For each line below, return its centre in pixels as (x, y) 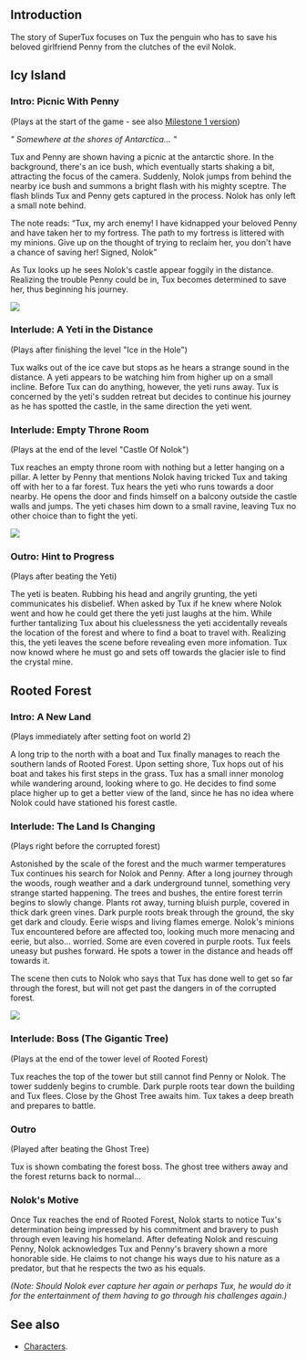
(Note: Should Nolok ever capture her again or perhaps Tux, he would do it (151, 1286)
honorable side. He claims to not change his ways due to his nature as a (145, 1259)
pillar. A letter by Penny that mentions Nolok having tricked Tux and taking (149, 477)
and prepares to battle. (53, 1105)
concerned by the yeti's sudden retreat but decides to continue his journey (151, 396)
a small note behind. (48, 205)
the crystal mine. (42, 662)
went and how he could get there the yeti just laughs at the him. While (141, 613)
